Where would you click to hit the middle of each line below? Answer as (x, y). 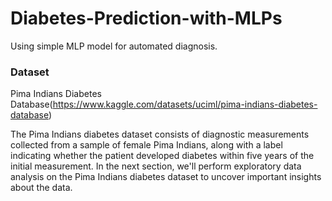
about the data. (41, 188)
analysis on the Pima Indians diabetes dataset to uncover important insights (166, 177)
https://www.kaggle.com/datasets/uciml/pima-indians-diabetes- (185, 104)
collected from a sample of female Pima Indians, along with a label (146, 145)
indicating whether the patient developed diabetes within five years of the (162, 156)
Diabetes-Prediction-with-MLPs (146, 18)
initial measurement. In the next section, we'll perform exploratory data (156, 166)
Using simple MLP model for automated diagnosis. (114, 46)
